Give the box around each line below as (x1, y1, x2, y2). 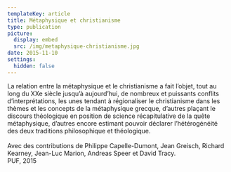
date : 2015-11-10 (7, 50, 58, 57)
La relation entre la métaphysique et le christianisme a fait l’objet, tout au (7, 81, 217, 90)
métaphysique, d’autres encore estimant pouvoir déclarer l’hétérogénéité (7, 119, 218, 127)
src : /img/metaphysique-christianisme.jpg (13, 43, 140, 50)
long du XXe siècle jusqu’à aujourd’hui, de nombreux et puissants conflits (7, 89, 220, 98)
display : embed (13, 37, 58, 44)
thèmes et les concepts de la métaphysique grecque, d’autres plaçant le (7, 104, 216, 112)
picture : (7, 29, 33, 37)
